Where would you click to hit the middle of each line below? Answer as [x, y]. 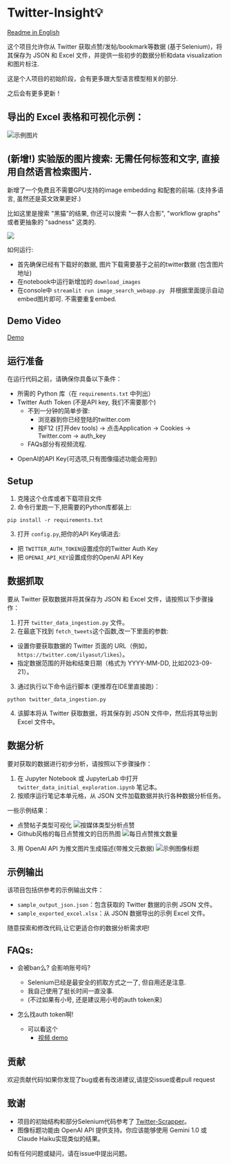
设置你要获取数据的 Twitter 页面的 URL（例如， [84, 646]
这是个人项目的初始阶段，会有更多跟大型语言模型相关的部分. [93, 78]
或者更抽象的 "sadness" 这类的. [52, 222]
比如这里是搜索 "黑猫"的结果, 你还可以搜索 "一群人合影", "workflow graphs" [114, 213]
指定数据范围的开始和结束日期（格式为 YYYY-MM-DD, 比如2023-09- [114, 663]
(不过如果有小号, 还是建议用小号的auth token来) [95, 999]
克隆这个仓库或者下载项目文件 [59, 498]
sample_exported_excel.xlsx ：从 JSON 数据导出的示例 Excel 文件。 [113, 913]
